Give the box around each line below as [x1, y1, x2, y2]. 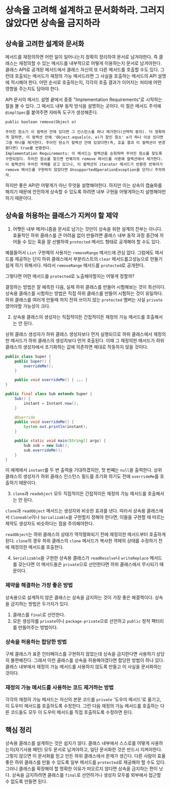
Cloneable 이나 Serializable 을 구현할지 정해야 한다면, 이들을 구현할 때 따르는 [10, 514, 165, 520]
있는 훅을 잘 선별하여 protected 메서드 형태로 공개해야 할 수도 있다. [28, 238, 161, 245]
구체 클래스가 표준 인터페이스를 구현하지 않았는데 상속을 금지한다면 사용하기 [5, 651, 156, 657]
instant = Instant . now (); [23, 401, 79, 406]
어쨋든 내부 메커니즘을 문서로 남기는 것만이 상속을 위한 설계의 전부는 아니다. [12, 225, 163, 232]
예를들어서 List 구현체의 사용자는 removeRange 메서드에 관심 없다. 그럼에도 [5, 249, 154, 256]
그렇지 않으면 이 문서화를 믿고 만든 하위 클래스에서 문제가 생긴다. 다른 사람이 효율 [5, 753, 166, 759]
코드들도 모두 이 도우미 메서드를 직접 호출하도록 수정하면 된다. [10, 709, 134, 716]
